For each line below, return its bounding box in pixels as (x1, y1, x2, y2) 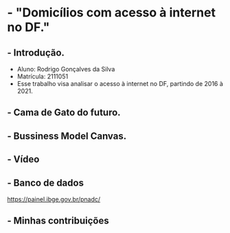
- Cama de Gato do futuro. (7, 107, 122, 118)
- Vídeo (7, 153, 40, 166)
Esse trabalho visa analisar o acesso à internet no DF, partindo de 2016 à (16, 80, 223, 87)
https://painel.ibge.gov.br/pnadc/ (7, 195, 101, 203)
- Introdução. (7, 47, 65, 58)
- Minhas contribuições (7, 215, 109, 227)
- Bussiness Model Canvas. (7, 130, 127, 142)
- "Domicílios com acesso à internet (7, 5, 216, 21)
